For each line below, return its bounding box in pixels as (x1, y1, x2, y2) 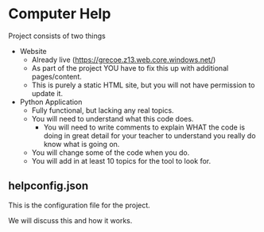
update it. (31, 88, 64, 98)
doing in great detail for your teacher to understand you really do (43, 130, 256, 140)
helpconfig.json (8, 180, 89, 193)
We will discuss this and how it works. (8, 215, 133, 225)
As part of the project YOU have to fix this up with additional (31, 63, 229, 72)
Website (19, 46, 48, 56)
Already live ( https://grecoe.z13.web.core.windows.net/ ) (31, 55, 216, 64)
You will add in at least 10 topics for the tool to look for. (31, 156, 212, 165)
